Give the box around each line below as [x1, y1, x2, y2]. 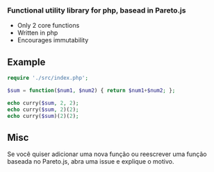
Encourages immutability [17, 36, 89, 44]
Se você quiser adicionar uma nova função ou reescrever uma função [7, 150, 207, 158]
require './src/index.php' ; [7, 75, 89, 82]
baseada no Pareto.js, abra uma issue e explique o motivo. [7, 157, 174, 166]
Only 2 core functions [17, 21, 80, 30]
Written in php [17, 28, 58, 37]
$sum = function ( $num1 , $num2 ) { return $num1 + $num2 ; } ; [7, 87, 176, 94]
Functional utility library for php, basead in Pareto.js [7, 6, 186, 15]
